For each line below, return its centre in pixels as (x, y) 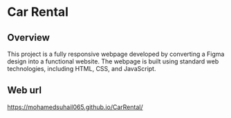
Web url (25, 90)
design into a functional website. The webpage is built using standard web (113, 61)
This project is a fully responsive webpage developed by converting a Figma (116, 54)
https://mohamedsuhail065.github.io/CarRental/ (75, 107)
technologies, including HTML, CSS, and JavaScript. (82, 69)
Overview (29, 38)
